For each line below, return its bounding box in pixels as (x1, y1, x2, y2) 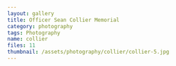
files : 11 (7, 42, 36, 49)
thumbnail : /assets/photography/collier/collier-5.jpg (7, 49, 170, 56)
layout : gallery (7, 10, 54, 17)
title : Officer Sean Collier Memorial (7, 16, 120, 23)
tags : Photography (7, 29, 61, 36)
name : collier (7, 36, 49, 43)
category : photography (7, 23, 73, 30)
